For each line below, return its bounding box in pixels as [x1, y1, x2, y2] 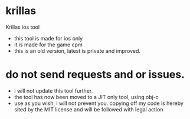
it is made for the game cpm [14, 41, 83, 48]
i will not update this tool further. [14, 87, 93, 94]
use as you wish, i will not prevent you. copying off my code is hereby [14, 100, 184, 107]
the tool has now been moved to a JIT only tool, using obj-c [14, 93, 159, 100]
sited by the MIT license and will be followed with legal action [14, 106, 163, 113]
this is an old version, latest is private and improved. [14, 47, 141, 54]
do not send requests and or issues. [5, 68, 185, 81]
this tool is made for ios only [14, 35, 83, 42]
